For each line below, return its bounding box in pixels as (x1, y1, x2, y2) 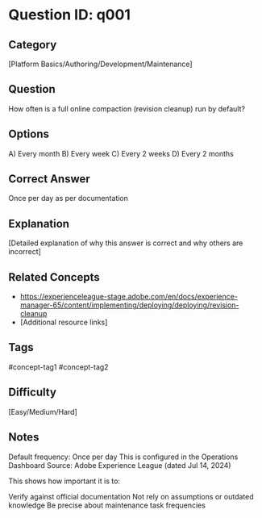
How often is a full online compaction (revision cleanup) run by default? (8, 103, 246, 114)
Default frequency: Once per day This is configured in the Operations (8, 452, 239, 462)
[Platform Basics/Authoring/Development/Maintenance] (8, 59, 193, 69)
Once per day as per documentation (8, 194, 129, 203)
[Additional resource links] (19, 317, 108, 328)
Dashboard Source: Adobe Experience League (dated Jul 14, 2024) (8, 460, 231, 470)
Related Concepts (8, 270, 101, 284)
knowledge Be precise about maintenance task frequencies (8, 500, 206, 510)
